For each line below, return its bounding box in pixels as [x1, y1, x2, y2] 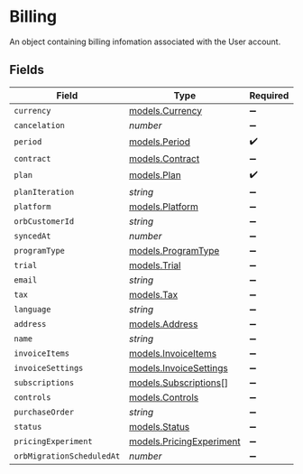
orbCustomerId [14, 216, 75, 227]
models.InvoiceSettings [129, 361, 228, 374]
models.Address [129, 318, 198, 330]
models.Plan [129, 169, 182, 181]
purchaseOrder [14, 406, 75, 417]
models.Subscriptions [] [129, 376, 228, 389]
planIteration [14, 187, 75, 197]
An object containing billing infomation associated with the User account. [9, 36, 281, 47]
